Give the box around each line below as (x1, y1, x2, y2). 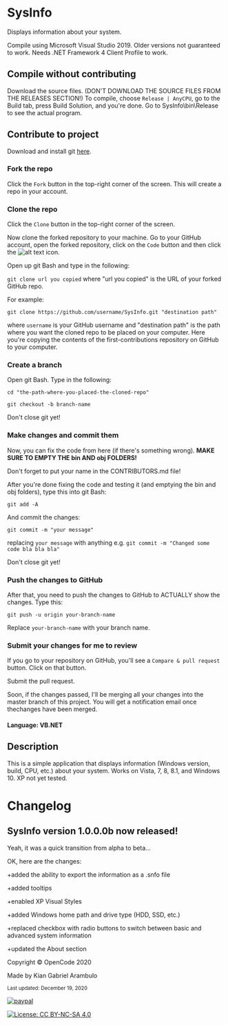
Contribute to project (7, 129, 99, 141)
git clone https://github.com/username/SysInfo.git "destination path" (7, 309, 217, 316)
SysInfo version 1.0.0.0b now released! (7, 826, 178, 837)
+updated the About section (7, 944, 87, 953)
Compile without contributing (7, 68, 136, 80)
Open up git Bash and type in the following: (7, 261, 129, 270)
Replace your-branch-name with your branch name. (7, 624, 150, 632)
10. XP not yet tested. (7, 774, 68, 782)
